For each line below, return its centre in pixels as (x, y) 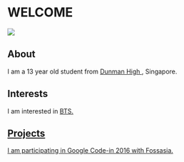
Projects (26, 133)
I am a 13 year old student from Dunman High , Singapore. (92, 71)
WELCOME (40, 12)
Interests (28, 94)
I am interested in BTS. (40, 111)
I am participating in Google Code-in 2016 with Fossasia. (90, 151)
